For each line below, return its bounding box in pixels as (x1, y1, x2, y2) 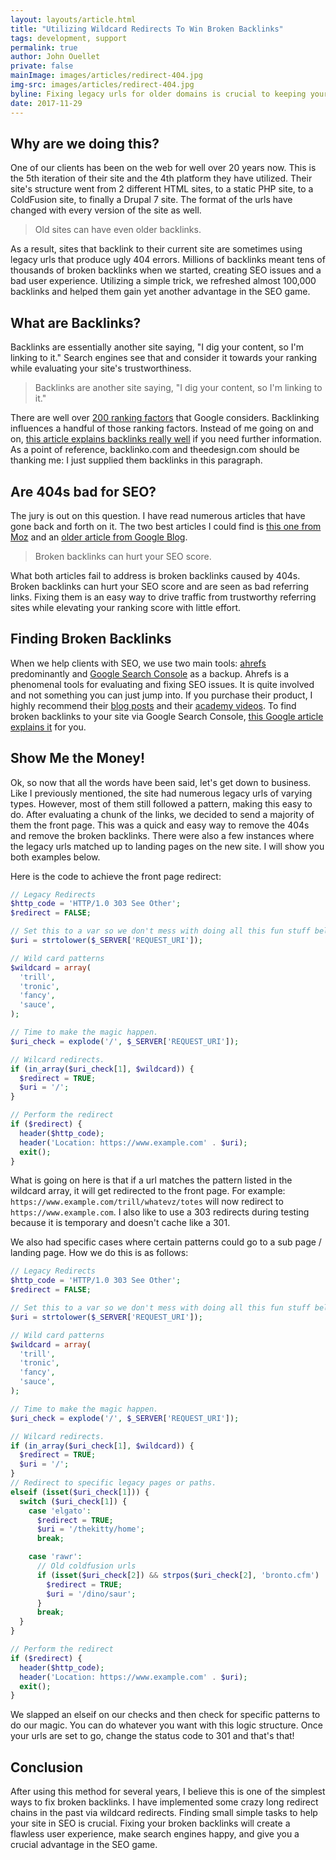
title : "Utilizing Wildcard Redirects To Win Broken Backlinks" (10, 24, 284, 34)
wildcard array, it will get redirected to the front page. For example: (10, 1185, 286, 1197)
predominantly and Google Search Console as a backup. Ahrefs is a (10, 667, 290, 680)
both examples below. (10, 851, 101, 863)
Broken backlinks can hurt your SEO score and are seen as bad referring (10, 580, 309, 592)
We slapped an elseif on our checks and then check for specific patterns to (10, 1709, 321, 1721)
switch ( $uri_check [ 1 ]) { (19, 1496, 128, 1506)
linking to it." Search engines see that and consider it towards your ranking (10, 352, 318, 364)
